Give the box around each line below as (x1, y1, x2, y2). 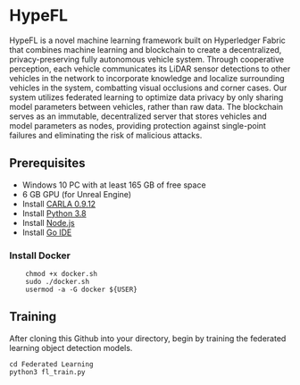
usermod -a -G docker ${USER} (25, 285, 138, 295)
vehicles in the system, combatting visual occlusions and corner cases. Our (9, 82, 287, 93)
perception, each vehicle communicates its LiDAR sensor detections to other (9, 63, 291, 74)
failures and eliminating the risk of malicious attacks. (9, 130, 203, 140)
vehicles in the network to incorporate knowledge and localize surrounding (9, 72, 285, 83)
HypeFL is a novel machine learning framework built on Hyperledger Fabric (9, 35, 286, 46)
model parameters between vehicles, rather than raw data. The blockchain (9, 101, 284, 112)
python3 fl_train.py (9, 367, 87, 376)
